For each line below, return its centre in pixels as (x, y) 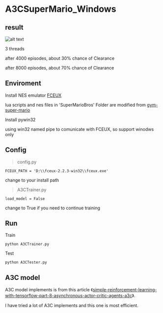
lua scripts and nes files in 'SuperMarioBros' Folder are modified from (76, 105)
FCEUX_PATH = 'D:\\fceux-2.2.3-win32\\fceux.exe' (57, 171)
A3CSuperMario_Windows (61, 9)
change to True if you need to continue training (53, 208)
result (14, 27)
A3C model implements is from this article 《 (49, 290)
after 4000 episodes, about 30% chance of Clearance (60, 58)
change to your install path (32, 180)
